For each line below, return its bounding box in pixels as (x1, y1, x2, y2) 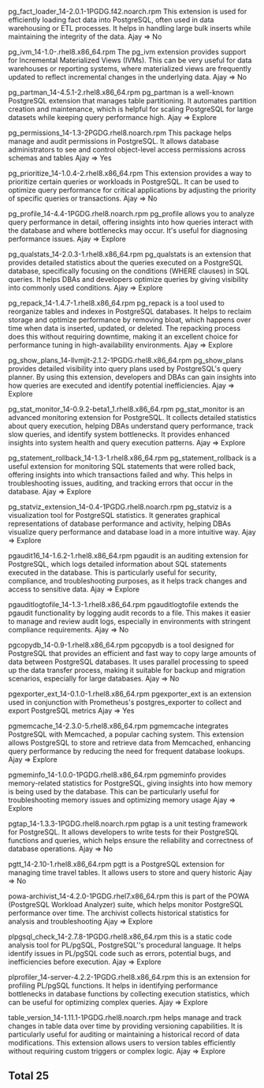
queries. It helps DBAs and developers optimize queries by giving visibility (8, 275, 248, 283)
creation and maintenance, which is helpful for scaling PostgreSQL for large (8, 104, 254, 114)
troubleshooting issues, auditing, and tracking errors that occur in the (8, 478, 234, 488)
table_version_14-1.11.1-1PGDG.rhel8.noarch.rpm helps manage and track (8, 1013, 242, 1022)
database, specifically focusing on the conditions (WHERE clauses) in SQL (8, 266, 250, 276)
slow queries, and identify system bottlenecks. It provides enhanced (8, 430, 230, 439)
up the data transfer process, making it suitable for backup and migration (8, 666, 246, 674)
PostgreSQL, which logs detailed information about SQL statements (8, 560, 227, 568)
